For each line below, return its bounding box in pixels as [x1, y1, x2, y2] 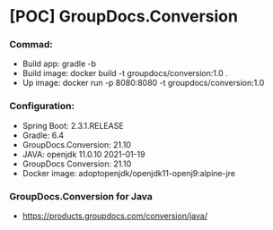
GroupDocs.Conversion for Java [9, 190, 153, 202]
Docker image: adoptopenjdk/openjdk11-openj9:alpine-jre [22, 167, 236, 178]
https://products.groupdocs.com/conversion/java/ [22, 210, 208, 221]
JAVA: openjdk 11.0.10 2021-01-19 [22, 149, 145, 159]
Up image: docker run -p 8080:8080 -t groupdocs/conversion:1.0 [22, 78, 265, 89]
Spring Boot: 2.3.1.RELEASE [22, 120, 124, 131]
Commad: [9, 38, 54, 51]
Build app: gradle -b [22, 58, 97, 69]
